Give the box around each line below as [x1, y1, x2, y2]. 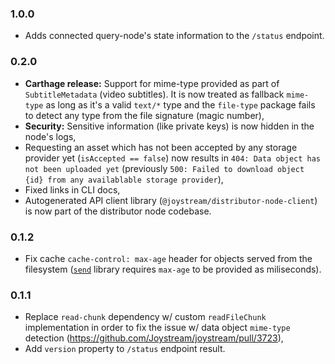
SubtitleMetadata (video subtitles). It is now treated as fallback [24, 88, 285, 100]
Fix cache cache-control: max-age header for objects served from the [24, 252, 313, 264]
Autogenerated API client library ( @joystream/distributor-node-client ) [24, 194, 318, 206]
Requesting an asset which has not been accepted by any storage [24, 141, 298, 153]
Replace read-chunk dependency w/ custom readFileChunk [24, 311, 267, 323]
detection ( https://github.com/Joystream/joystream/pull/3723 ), [24, 332, 284, 344]
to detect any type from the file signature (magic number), [24, 109, 265, 121]
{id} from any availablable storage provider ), [24, 173, 224, 185]
